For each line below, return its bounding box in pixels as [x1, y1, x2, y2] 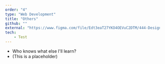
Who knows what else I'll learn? [12, 48, 77, 54]
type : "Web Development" [5, 12, 56, 17]
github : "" [5, 21, 27, 26]
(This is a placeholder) [12, 53, 58, 59]
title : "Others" [5, 16, 38, 21]
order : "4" [5, 7, 27, 12]
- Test [14, 35, 27, 40]
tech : [5, 30, 16, 35]
